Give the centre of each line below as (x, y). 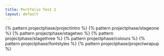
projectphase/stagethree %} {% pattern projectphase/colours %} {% (75, 38)
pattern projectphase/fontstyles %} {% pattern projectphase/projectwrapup (82, 43)
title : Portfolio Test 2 (31, 9)
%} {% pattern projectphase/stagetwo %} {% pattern (59, 33)
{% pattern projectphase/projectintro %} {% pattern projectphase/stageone (82, 28)
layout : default (22, 14)
